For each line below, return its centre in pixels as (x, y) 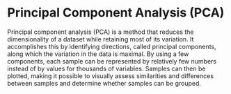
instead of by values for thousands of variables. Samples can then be (106, 68)
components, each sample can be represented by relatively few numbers (112, 61)
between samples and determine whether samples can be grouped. (104, 83)
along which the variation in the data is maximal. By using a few (98, 54)
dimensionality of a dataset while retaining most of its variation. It (101, 39)
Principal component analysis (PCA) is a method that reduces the (101, 32)
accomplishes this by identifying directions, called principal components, (112, 46)
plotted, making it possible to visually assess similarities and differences (111, 76)
